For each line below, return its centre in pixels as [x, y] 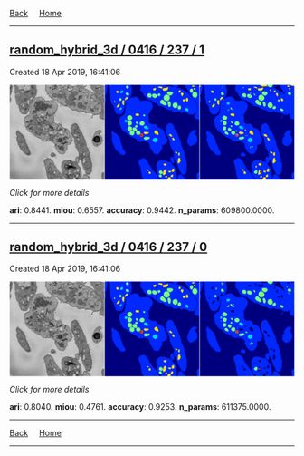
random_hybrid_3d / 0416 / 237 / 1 [107, 50]
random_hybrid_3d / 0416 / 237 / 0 [109, 247]
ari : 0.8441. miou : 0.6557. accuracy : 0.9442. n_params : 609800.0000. [142, 210]
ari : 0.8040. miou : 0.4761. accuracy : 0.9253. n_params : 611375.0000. [140, 407]
